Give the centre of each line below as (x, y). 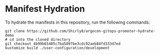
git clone (15, 31)
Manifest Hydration (45, 9)
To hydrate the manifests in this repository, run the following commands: (78, 22)
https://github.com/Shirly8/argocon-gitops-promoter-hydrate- (91, 31)
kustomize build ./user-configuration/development (57, 48)
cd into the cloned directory (40, 40)
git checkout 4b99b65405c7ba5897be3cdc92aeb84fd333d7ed (63, 44)
